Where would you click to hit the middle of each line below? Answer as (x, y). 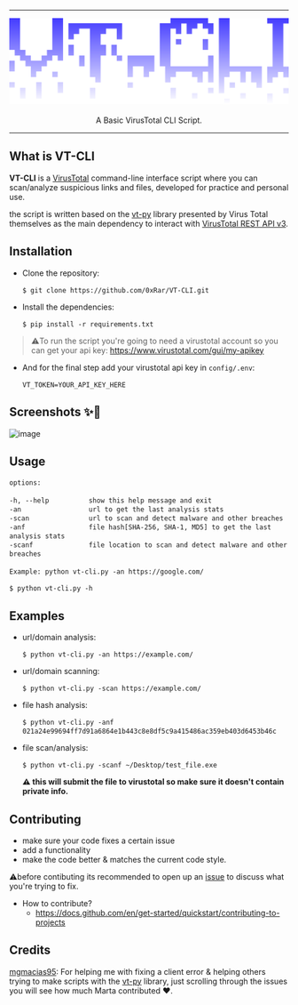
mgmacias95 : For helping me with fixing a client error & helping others (137, 971)
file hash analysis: (55, 705)
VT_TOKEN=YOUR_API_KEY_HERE (74, 385)
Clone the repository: (61, 273)
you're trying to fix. (44, 886)
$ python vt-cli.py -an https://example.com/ (107, 655)
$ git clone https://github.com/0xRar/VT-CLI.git (116, 290)
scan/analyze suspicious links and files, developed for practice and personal (149, 187)
